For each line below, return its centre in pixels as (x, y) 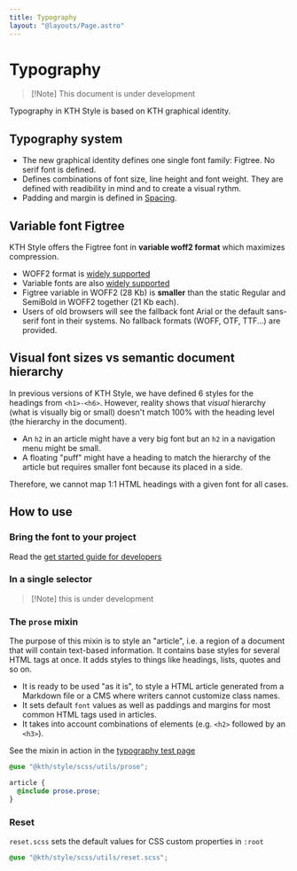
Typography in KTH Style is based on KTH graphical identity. (120, 111)
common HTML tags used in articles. (89, 715)
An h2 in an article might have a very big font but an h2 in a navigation (148, 439)
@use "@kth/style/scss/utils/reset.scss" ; (89, 857)
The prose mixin (43, 621)
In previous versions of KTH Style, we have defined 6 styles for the (132, 393)
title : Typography (43, 17)
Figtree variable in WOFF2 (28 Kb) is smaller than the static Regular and (154, 292)
